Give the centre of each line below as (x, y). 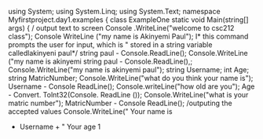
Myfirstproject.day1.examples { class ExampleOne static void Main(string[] (128, 20)
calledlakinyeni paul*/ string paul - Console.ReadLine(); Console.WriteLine (128, 53)
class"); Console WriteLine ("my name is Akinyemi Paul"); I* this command (128, 36)
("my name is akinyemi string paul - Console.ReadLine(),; (100, 61)
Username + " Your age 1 (60, 126)
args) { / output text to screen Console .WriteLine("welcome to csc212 (121, 28)
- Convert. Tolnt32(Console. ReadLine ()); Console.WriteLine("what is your (128, 95)
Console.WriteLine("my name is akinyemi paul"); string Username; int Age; (129, 69)
